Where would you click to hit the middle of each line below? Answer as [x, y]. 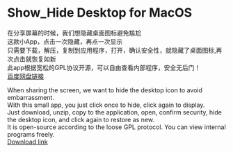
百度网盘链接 [25, 76]
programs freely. [31, 134]
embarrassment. [31, 97]
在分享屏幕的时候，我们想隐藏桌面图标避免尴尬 [74, 33]
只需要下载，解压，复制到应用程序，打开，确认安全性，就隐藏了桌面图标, [112, 50]
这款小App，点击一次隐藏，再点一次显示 [65, 41]
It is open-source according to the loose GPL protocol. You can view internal [116, 127]
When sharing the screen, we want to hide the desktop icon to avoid [105, 90]
